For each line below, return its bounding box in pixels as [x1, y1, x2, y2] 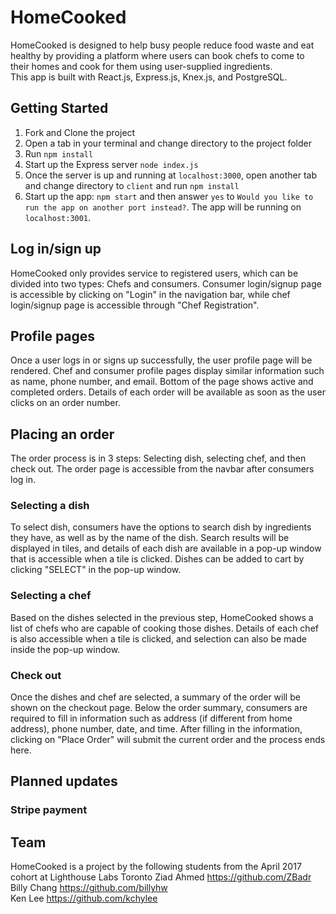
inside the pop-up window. [10, 643, 121, 655]
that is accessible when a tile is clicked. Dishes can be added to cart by [10, 553, 305, 565]
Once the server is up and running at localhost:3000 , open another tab [24, 169, 318, 181]
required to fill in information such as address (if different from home [10, 712, 293, 725]
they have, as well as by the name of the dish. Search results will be [10, 532, 290, 544]
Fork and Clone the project [24, 126, 136, 138]
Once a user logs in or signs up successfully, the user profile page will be [10, 354, 313, 366]
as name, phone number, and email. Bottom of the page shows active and [10, 376, 314, 388]
